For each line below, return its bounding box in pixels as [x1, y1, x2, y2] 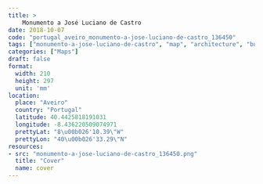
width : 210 [15, 70, 51, 78]
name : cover [15, 164, 55, 172]
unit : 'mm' [15, 84, 51, 92]
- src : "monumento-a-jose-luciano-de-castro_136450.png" [8, 150, 198, 157]
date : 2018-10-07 [8, 26, 65, 34]
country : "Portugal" [15, 106, 82, 114]
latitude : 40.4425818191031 [15, 114, 107, 121]
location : [8, 92, 41, 99]
